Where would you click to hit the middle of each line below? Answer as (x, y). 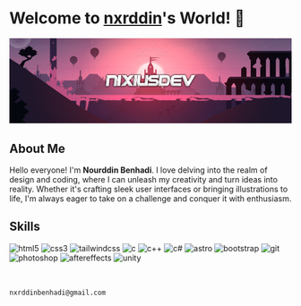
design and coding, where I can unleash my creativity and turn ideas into (143, 179)
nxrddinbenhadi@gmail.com (57, 293)
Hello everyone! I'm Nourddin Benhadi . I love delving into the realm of (138, 170)
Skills (25, 227)
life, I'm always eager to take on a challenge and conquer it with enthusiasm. (150, 199)
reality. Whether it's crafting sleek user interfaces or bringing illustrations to (149, 189)
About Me (37, 148)
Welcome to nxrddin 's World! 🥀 (127, 18)
